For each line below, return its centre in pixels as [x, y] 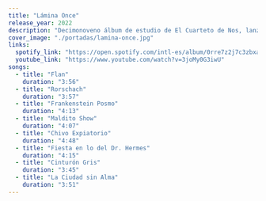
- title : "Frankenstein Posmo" [67, 104]
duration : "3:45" [51, 170]
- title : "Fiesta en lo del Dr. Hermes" [83, 148]
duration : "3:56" [51, 82]
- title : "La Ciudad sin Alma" [67, 178]
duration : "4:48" [51, 140]
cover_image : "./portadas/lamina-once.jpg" [81, 38]
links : [19, 45]
